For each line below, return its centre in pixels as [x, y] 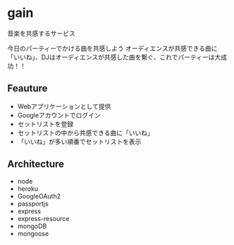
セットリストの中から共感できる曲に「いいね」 [85, 132]
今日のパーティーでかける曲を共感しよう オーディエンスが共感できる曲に [112, 48]
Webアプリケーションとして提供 [64, 106]
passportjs [33, 203]
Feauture [27, 88]
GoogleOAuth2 [39, 196]
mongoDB [32, 226]
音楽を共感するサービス [41, 33]
